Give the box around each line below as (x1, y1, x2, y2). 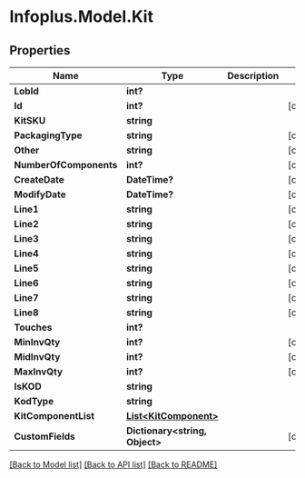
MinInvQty (14, 336, 61, 348)
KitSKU (14, 115, 46, 126)
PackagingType (14, 129, 84, 142)
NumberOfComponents (14, 159, 118, 171)
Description (227, 70, 280, 82)
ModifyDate (14, 188, 66, 201)
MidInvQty (14, 351, 61, 363)
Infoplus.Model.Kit (9, 6, 154, 27)
